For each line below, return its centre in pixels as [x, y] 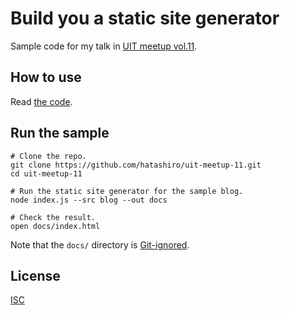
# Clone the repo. [48, 156]
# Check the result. [53, 217]
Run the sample [60, 133]
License [35, 275]
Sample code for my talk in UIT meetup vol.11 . [104, 46]
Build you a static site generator [145, 18]
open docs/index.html [55, 226]
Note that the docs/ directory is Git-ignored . [100, 244]
